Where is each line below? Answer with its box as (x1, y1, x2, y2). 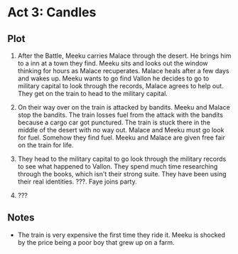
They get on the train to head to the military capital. (17, 90, 168, 97)
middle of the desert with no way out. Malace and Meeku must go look (17, 126, 225, 134)
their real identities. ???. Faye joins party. (17, 177, 137, 186)
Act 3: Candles (7, 4, 97, 21)
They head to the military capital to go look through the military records (17, 154, 227, 163)
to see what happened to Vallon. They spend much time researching (17, 162, 218, 171)
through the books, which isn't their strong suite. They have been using (17, 170, 227, 178)
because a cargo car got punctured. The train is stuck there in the (17, 118, 211, 127)
